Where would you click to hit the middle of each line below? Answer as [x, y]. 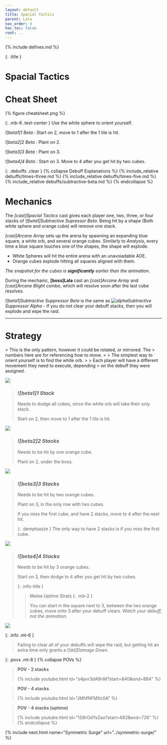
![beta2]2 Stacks [38, 441]
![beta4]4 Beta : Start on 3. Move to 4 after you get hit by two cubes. [75, 162]
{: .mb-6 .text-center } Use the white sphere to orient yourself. [69, 123]
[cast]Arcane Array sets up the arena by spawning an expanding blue [77, 236]
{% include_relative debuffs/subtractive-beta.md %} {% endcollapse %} [79, 182]
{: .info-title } [30, 586]
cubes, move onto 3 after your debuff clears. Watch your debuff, [96, 611]
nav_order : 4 [19, 24]
